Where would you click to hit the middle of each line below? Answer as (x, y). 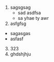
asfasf (17, 39)
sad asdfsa (29, 13)
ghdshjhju (21, 54)
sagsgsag (20, 7)
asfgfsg (18, 23)
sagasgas (20, 33)
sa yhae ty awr (33, 18)
